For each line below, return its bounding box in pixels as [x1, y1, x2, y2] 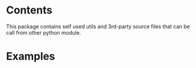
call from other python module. [6, 29, 81, 36]
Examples [6, 50, 55, 63]
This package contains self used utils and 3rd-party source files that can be [6, 23, 190, 30]
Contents [6, 4, 53, 17]
